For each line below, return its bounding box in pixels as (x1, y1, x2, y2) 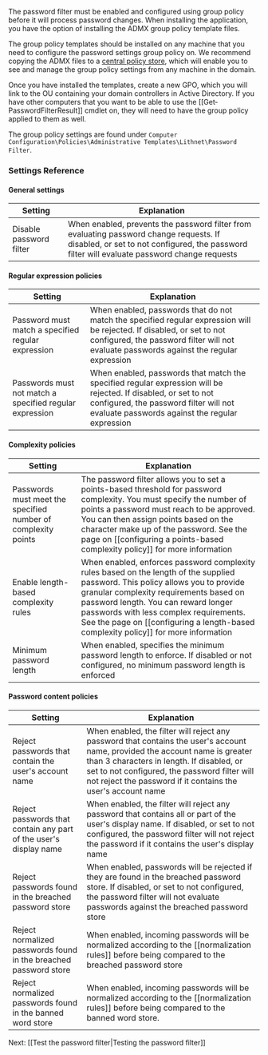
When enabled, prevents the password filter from (67, 219, 252, 230)
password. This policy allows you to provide (81, 576, 245, 587)
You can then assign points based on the (81, 513, 234, 524)
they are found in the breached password (86, 871, 242, 882)
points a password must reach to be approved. (81, 504, 255, 515)
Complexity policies (8, 440, 76, 449)
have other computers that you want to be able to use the (8, 98, 197, 106)
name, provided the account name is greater (86, 745, 253, 756)
